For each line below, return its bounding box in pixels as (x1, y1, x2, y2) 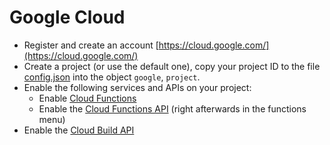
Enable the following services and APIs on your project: (23, 81, 252, 93)
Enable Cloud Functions (38, 92, 137, 104)
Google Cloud (9, 6, 126, 29)
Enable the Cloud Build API (23, 124, 135, 136)
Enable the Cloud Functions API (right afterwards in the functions (38, 102, 307, 115)
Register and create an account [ (23, 39, 159, 51)
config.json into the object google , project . (23, 71, 201, 83)
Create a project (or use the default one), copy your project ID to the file (23, 60, 321, 72)
